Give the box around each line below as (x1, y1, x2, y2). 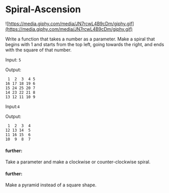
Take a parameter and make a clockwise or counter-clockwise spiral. (5, 159, 151, 165)
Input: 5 (5, 56, 22, 62)
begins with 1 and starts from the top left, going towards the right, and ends (5, 41, 164, 47)
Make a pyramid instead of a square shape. (5, 182, 97, 188)
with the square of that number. (5, 47, 72, 53)
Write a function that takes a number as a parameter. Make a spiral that (5, 36, 155, 42)
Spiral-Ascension (5, 4, 81, 15)
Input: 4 (5, 103, 20, 110)
